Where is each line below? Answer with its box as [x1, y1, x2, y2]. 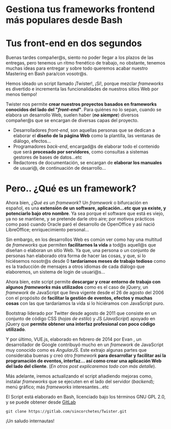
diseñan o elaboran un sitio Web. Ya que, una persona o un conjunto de [6, 248, 156, 254]
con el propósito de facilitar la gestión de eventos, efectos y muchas [6, 295, 153, 301]
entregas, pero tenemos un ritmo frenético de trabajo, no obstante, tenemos [6, 60, 165, 66]
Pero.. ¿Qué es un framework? [6, 183, 137, 194]
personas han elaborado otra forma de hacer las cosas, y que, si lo [6, 253, 146, 259]
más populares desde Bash [6, 14, 123, 26]
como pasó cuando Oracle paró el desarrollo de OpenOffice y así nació [6, 221, 155, 227]
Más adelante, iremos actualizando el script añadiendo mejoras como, [6, 373, 153, 379]
